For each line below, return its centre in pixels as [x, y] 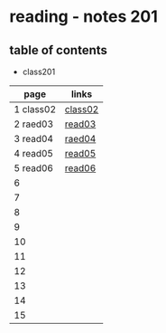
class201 [39, 71]
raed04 [80, 139]
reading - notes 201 [83, 17]
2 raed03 [34, 124]
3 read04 [34, 139]
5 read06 [34, 168]
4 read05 [34, 153]
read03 [80, 124]
